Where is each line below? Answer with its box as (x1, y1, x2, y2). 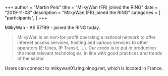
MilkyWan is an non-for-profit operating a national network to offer (17, 34, 156, 40)
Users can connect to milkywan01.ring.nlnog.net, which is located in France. (5, 65, 163, 71)
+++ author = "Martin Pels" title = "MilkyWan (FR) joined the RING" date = (5, 4, 158, 10)
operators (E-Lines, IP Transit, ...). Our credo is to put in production (17, 45, 156, 50)
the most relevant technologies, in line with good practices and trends (17, 50, 162, 56)
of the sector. (17, 55, 45, 61)
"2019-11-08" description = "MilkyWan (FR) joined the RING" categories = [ (5, 9, 161, 15)
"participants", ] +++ (5, 15, 47, 20)
